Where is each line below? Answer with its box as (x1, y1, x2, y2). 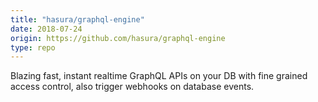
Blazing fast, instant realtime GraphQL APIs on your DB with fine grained (10, 70, 308, 82)
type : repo (10, 42, 56, 53)
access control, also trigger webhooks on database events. (10, 81, 255, 93)
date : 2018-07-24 (10, 24, 83, 34)
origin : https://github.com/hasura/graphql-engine (10, 33, 226, 43)
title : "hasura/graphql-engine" (10, 14, 145, 25)
